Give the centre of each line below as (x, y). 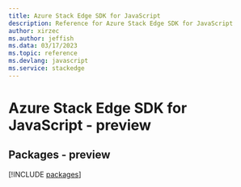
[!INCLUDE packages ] (45, 174)
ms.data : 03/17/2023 (43, 46)
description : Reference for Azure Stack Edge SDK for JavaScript (120, 23)
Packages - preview (59, 155)
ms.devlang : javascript (49, 61)
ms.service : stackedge (47, 69)
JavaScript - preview (80, 125)
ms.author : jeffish (41, 38)
